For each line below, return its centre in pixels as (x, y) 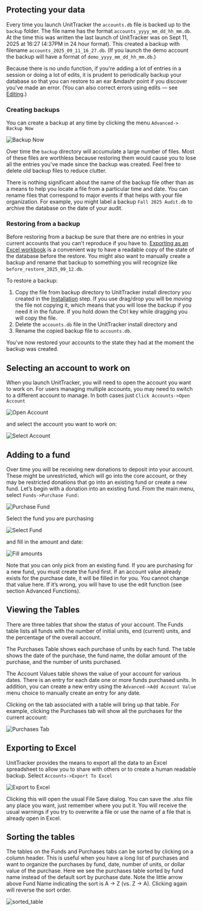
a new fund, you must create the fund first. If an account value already (94, 572)
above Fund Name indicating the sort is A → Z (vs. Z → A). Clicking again (97, 884)
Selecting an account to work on (68, 368)
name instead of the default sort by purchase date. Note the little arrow (94, 877)
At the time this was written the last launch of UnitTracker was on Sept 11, (97, 37)
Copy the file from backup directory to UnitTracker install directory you (103, 292)
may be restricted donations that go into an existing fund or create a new (97, 482)
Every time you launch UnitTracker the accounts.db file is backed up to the (98, 24)
